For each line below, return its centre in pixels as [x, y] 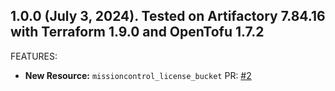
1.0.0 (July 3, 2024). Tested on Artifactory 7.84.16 [168, 16]
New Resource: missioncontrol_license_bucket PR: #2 [138, 75]
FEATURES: [34, 56]
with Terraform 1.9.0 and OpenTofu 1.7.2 [137, 32]
